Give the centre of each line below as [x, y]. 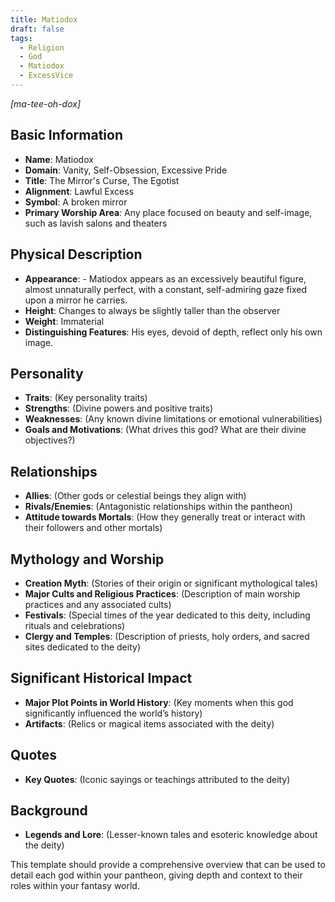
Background [49, 810]
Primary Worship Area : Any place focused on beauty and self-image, [168, 212]
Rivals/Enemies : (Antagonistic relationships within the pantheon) [158, 507]
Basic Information [67, 135]
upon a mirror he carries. [76, 300]
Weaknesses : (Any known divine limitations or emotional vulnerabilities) [173, 419]
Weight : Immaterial [64, 321]
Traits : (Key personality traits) [86, 398]
